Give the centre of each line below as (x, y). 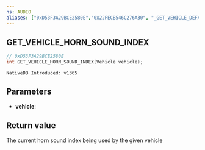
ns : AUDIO (19, 12)
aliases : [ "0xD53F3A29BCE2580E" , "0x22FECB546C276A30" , (77, 18)
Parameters (29, 92)
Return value (31, 126)
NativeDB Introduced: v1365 (42, 73)
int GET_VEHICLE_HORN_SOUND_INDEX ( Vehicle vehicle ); (75, 62)
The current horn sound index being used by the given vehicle (85, 140)
